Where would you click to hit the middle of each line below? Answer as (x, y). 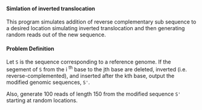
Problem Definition (30, 48)
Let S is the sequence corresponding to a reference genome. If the (89, 62)
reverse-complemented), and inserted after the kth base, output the (90, 76)
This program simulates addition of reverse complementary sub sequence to (101, 22)
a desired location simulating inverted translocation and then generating (96, 28)
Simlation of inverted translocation (51, 8)
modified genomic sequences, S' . (48, 82)
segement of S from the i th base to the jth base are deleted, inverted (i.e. (96, 69)
